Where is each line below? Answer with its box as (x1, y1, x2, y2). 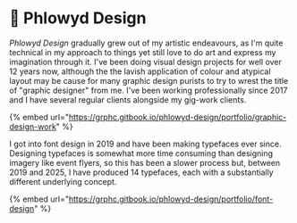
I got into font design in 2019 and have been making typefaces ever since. (9, 138, 282, 149)
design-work (9, 120, 56, 132)
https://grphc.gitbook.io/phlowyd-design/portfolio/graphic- (68, 111, 287, 122)
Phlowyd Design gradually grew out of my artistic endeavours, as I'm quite (9, 37, 284, 48)
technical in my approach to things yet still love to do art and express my (9, 46, 276, 57)
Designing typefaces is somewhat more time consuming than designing (9, 147, 274, 159)
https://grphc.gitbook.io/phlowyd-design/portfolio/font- (68, 194, 274, 204)
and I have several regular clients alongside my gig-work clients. (9, 94, 247, 105)
